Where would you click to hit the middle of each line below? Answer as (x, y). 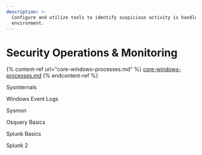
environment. (28, 23)
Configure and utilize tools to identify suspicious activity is (95, 17)
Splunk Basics (24, 134)
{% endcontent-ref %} (71, 76)
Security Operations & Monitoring (92, 53)
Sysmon (17, 111)
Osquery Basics (26, 122)
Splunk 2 (17, 145)
